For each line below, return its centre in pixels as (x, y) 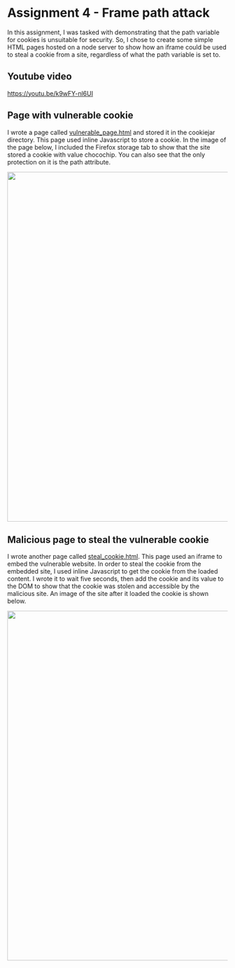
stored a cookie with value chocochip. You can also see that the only (106, 155)
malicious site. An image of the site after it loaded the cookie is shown (108, 594)
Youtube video (40, 77)
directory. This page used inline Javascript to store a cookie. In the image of (117, 140)
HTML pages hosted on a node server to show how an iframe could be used (117, 47)
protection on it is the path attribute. (59, 162)
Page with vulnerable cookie (70, 116)
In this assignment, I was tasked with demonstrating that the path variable (114, 32)
